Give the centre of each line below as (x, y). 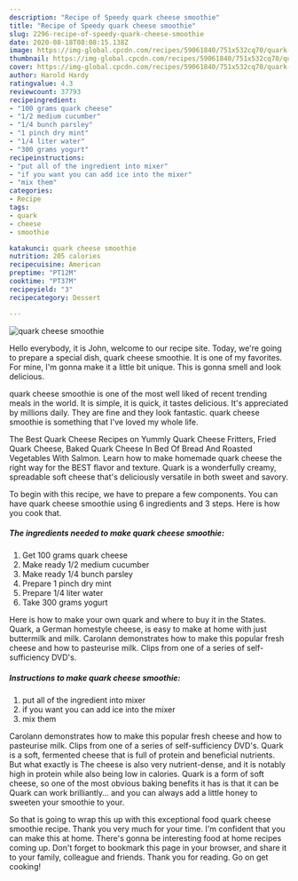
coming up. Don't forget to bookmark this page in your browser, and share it (148, 848)
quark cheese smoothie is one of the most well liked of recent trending (138, 393)
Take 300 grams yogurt (65, 603)
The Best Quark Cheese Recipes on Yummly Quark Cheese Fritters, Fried (143, 439)
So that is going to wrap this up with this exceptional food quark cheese (140, 820)
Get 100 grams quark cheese (75, 555)
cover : (21, 67)
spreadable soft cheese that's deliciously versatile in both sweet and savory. (149, 477)
